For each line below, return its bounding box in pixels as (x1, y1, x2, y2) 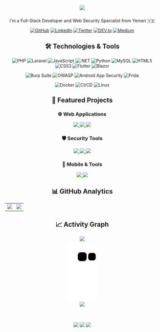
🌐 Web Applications (58, 111, 107, 118)
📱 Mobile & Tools (62, 161, 103, 167)
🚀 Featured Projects (51, 96, 113, 104)
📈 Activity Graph (55, 220, 109, 229)
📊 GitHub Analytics (51, 188, 113, 196)
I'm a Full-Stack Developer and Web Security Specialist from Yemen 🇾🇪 (9, 18, 155, 24)
